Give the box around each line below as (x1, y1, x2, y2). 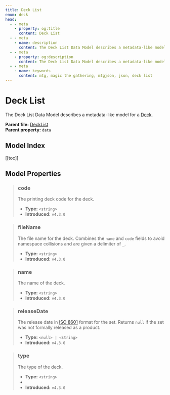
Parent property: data (5, 127, 52, 133)
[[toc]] (5, 155, 19, 161)
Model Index (5, 141, 46, 150)
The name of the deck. (17, 280, 65, 286)
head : (5, 17, 17, 22)
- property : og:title (14, 26, 60, 31)
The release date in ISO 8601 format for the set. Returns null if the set (17, 319, 164, 325)
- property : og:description (14, 54, 73, 60)
